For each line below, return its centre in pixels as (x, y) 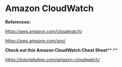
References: (18, 22)
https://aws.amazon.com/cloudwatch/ (44, 31)
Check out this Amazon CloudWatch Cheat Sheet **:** (61, 50)
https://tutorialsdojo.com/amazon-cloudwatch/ (52, 59)
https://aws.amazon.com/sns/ (35, 41)
